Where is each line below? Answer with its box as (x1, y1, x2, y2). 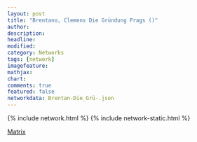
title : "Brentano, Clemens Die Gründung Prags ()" (7, 17, 158, 24)
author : (7, 23, 30, 30)
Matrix (7, 127, 26, 136)
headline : (7, 36, 36, 43)
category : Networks (7, 50, 64, 57)
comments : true (7, 82, 52, 89)
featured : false (7, 88, 55, 95)
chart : (7, 75, 27, 83)
